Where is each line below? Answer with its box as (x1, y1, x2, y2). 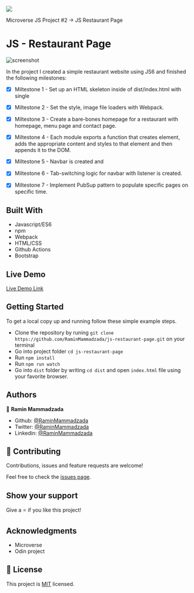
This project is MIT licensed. (6, 580, 75, 587)
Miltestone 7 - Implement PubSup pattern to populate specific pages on (14, 181, 188, 188)
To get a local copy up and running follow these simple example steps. (6, 317, 177, 324)
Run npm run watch (14, 360, 61, 367)
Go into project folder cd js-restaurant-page (14, 347, 123, 355)
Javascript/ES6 (14, 221, 52, 228)
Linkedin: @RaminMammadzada (14, 429, 93, 436)
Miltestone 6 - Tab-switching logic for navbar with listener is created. (14, 170, 182, 177)
